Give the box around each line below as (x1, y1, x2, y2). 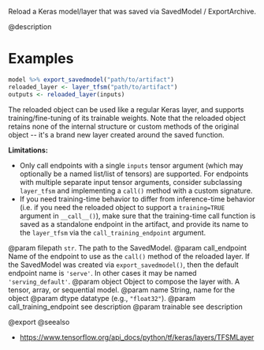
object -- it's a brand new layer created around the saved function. (8, 130, 225, 139)
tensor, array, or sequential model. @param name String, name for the (8, 284, 235, 295)
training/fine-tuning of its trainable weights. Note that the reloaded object (8, 113, 246, 122)
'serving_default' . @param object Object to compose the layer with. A (8, 277, 240, 286)
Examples (8, 50, 74, 68)
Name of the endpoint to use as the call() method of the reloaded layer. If (8, 251, 250, 261)
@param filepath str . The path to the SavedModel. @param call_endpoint (8, 243, 247, 252)
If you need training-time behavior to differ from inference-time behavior (19, 194, 255, 204)
